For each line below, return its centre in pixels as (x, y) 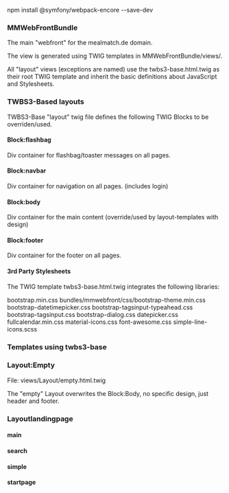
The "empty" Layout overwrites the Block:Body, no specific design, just (108, 393)
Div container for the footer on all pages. (64, 255)
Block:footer (25, 240)
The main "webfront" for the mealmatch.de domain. (80, 43)
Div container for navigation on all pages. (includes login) (88, 186)
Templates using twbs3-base (57, 347)
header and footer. (33, 401)
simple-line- (190, 322)
